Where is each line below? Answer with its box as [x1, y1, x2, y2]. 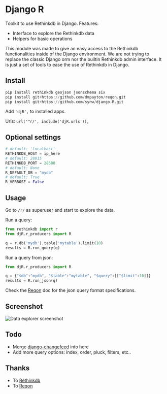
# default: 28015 [5, 156, 42, 161]
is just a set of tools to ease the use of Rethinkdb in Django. [5, 61, 129, 68]
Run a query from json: [5, 254, 53, 260]
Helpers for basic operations [12, 36, 73, 42]
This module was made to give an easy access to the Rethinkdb [5, 45, 139, 51]
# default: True [5, 175, 40, 180]
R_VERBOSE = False [5, 179, 44, 185]
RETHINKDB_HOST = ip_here [5, 151, 60, 156]
